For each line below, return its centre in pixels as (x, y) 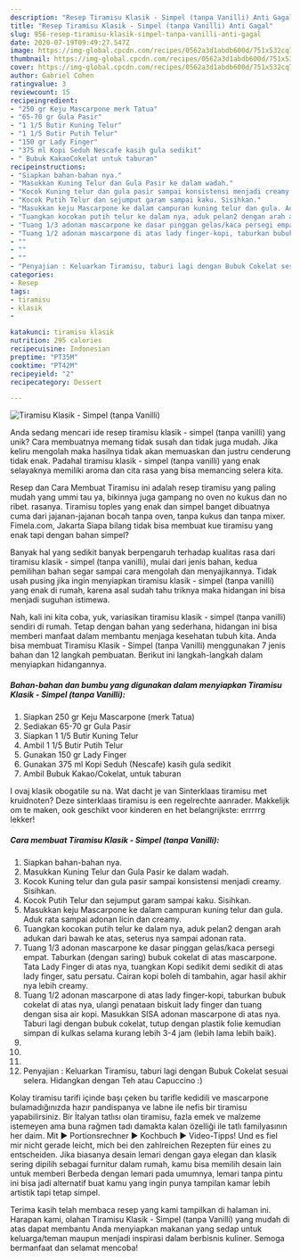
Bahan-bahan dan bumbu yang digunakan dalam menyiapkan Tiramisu (146, 684)
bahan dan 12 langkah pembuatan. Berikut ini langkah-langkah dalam (137, 655)
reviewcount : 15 (40, 92)
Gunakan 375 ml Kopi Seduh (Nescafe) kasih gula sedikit (127, 765)
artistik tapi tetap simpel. (55, 1193)
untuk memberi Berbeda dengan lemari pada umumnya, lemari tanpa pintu (146, 1173)
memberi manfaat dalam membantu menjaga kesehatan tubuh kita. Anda (143, 636)
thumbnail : (30, 59)
